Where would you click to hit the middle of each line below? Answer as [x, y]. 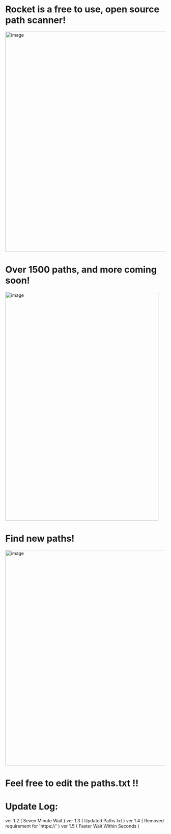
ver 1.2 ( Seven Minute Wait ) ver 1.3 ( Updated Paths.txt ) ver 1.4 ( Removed [85, 820]
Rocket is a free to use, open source [82, 9]
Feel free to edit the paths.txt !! [72, 783]
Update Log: [32, 807]
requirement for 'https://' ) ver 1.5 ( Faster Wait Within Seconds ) [73, 826]
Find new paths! [40, 539]
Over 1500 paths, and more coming [81, 270]
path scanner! [36, 20]
